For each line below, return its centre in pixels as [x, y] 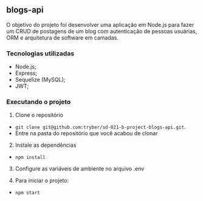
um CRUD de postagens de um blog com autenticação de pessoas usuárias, [102, 31]
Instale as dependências [46, 145]
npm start [28, 193]
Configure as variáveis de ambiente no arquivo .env [80, 169]
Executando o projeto [39, 102]
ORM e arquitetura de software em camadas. [62, 37]
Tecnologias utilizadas [40, 53]
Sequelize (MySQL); [40, 80]
